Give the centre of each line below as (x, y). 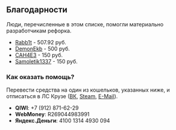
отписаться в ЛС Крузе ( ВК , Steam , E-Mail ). (62, 96)
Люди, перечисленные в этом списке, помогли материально (85, 24)
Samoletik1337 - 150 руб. (46, 61)
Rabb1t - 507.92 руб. (40, 42)
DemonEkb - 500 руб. (42, 49)
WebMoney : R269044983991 (52, 114)
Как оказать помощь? (40, 77)
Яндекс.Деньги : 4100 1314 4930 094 (62, 121)
